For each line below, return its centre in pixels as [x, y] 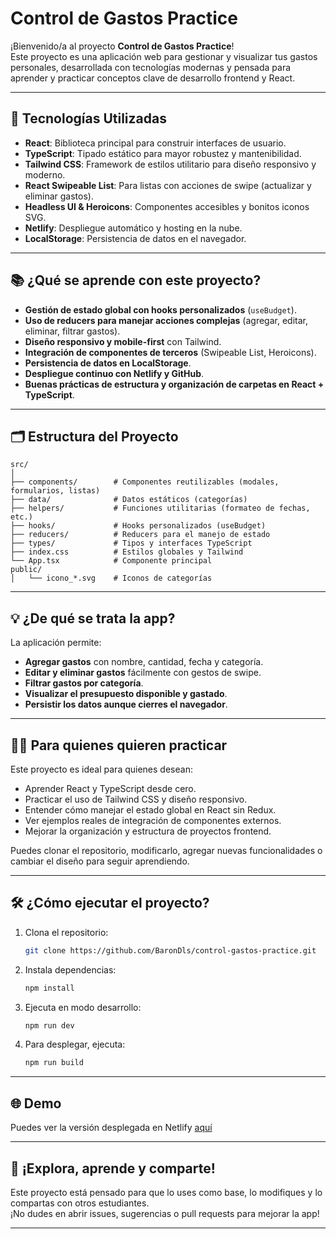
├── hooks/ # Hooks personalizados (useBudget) [138, 526]
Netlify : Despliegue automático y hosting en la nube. [133, 228]
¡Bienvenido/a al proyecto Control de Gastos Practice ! [122, 46]
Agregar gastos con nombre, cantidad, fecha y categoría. [144, 662]
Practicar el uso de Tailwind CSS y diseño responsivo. [136, 799]
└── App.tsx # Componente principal [111, 561]
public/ [26, 570]
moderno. [45, 174]
